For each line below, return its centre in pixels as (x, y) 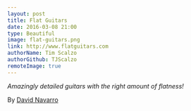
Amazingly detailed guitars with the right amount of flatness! (96, 86)
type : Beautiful (31, 33)
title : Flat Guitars (38, 20)
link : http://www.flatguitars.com (58, 46)
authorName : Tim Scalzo (42, 53)
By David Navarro (33, 100)
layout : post (26, 14)
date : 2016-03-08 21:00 (42, 27)
